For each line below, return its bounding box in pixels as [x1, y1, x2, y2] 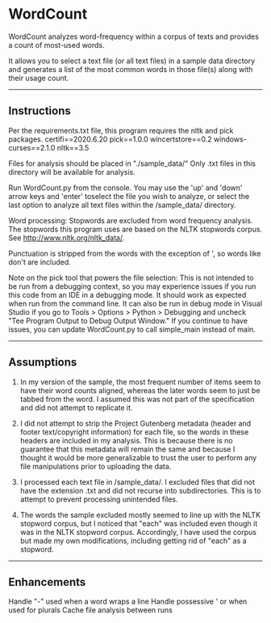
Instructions [8, 104, 71, 118]
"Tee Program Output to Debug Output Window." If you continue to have [8, 316, 248, 325]
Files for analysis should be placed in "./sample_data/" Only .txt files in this [8, 159, 256, 168]
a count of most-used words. [8, 40, 105, 49]
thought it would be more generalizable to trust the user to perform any [19, 452, 257, 462]
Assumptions [8, 355, 77, 369]
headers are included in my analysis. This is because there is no [19, 435, 233, 445]
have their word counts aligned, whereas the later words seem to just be [19, 385, 261, 395]
